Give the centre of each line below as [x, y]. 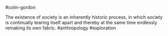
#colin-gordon [20, 7]
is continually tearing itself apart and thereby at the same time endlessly [81, 23]
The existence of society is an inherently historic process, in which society [84, 17]
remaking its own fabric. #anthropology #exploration [61, 28]
